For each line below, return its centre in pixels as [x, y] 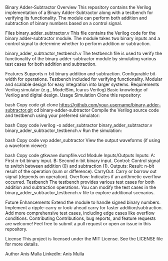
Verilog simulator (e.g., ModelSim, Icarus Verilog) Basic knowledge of [76, 90]
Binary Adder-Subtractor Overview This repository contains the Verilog [78, 7]
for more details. [22, 244]
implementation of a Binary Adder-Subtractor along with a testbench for [79, 13]
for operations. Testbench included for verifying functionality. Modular [90, 79]
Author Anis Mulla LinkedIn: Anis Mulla [45, 254]
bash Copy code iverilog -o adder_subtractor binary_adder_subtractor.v [79, 125]
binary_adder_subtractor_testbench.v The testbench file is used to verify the [84, 53]
